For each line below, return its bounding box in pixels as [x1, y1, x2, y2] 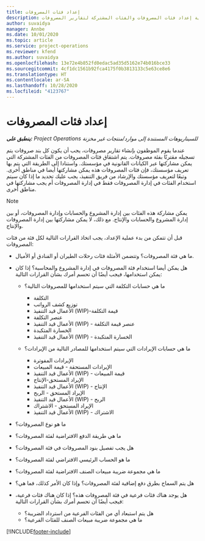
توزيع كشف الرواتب [33, 300, 78, 308]
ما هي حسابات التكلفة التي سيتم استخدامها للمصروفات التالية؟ [24, 282, 165, 290]
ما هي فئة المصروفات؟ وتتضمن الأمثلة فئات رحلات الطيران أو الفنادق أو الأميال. [15, 252, 194, 259]
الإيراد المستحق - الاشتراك [33, 402, 93, 409]
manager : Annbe [6, 26, 45, 32]
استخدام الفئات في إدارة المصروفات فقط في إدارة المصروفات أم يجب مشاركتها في [6, 179, 196, 186]
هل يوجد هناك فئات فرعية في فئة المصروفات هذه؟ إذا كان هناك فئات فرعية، [15, 491, 187, 498]
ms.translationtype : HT [6, 71, 67, 77]
